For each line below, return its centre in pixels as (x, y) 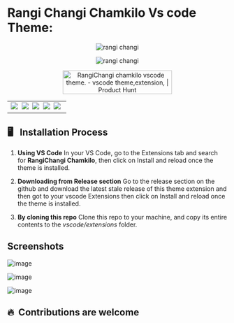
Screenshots (36, 246)
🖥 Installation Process (58, 132)
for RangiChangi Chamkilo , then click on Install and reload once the (115, 160)
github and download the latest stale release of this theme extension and (122, 188)
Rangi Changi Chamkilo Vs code (102, 13)
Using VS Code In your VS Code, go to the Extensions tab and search (118, 152)
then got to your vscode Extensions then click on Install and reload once (121, 196)
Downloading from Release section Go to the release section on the (116, 181)
